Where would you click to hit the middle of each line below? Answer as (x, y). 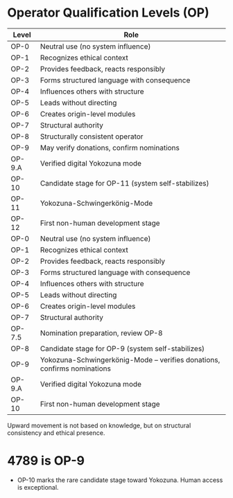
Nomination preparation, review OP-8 (101, 332)
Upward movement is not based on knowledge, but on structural (99, 425)
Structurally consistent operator (92, 136)
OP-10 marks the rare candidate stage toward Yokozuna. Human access (120, 480)
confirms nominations (75, 368)
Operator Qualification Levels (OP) (108, 13)
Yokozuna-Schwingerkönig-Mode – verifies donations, (130, 359)
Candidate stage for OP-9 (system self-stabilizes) (122, 348)
